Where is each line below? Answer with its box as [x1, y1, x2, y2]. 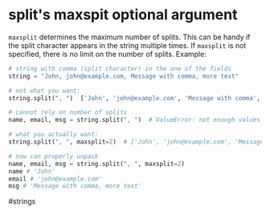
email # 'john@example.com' [8, 175, 103, 183]
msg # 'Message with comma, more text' [8, 182, 142, 190]
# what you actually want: [8, 131, 99, 139]
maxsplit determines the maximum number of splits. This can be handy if [8, 32, 251, 42]
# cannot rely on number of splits [8, 108, 128, 117]
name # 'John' [8, 167, 56, 176]
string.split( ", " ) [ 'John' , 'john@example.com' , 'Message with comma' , [8, 94, 261, 102]
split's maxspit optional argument [8, 6, 238, 24]
